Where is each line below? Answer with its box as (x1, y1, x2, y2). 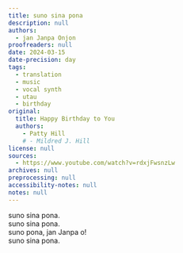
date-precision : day (8, 56, 77, 64)
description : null (8, 19, 69, 27)
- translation (15, 71, 62, 79)
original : (8, 108, 41, 116)
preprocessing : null (8, 174, 77, 182)
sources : (8, 151, 37, 159)
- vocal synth (15, 85, 62, 94)
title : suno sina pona (8, 11, 83, 20)
